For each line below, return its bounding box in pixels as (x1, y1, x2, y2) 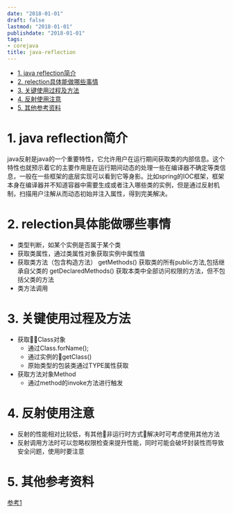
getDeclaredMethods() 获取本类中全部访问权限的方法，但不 (49, 267, 220, 275)
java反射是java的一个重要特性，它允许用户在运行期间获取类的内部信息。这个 (7, 154, 225, 163)
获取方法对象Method (17, 369, 76, 378)
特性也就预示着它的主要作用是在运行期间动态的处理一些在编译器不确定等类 (7, 163, 220, 171)
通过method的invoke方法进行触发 (27, 378, 123, 387)
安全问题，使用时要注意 (17, 447, 85, 455)
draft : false (7, 17, 45, 24)
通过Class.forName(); (27, 344, 89, 352)
